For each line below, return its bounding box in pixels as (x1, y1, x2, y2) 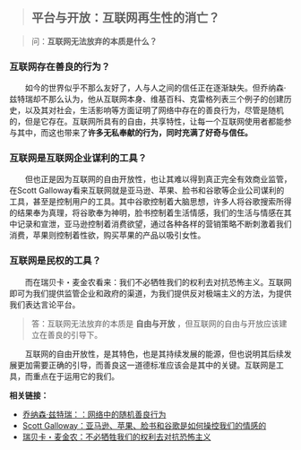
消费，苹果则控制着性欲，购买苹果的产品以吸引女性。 (9, 229, 206, 241)
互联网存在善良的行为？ (9, 60, 110, 73)
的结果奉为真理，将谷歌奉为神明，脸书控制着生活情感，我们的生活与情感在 (9, 207, 284, 219)
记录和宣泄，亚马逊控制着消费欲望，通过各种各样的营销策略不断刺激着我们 (16, 219, 292, 229)
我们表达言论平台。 (9, 299, 81, 309)
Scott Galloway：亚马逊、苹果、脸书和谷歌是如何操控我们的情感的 (21, 420, 267, 430)
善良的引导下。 (47, 329, 103, 340)
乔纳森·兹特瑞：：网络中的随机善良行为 (21, 409, 167, 420)
